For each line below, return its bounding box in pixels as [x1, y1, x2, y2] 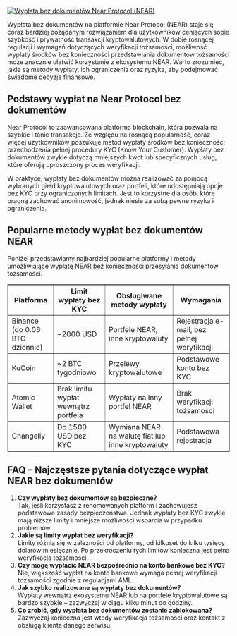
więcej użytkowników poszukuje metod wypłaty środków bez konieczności [7, 137, 226, 146]
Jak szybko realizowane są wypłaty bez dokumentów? [17, 584, 181, 592]
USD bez [57, 431, 87, 441]
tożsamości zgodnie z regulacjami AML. [17, 576, 134, 585]
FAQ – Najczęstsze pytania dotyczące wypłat [7, 464, 209, 476]
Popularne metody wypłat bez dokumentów [7, 224, 203, 236]
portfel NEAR [109, 401, 152, 411]
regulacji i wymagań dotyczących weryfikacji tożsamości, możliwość [7, 43, 207, 51]
